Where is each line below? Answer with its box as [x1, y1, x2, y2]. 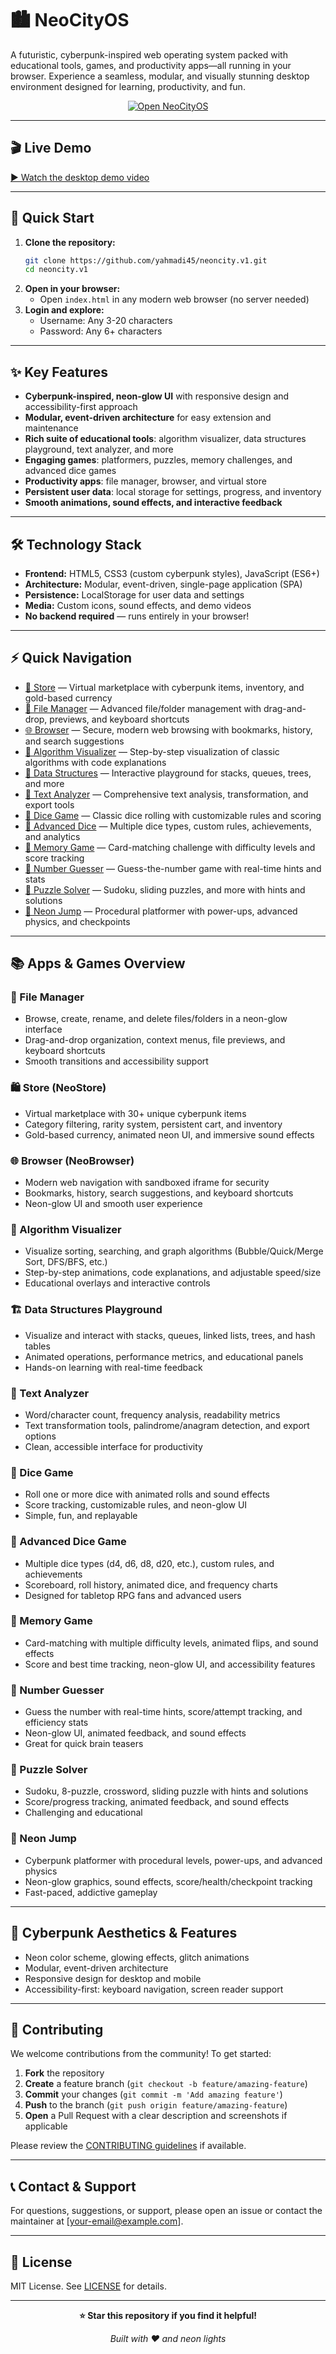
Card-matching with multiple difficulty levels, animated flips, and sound [24, 1637, 319, 1649]
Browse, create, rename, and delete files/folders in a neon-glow [24, 1013, 288, 1025]
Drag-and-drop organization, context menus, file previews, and [24, 1034, 286, 1046]
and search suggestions [24, 735, 125, 747]
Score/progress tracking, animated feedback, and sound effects [24, 1796, 290, 1808]
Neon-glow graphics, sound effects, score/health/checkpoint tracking [24, 1875, 313, 1887]
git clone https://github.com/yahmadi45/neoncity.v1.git [24, 255, 268, 266]
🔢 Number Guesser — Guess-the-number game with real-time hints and [24, 862, 322, 874]
